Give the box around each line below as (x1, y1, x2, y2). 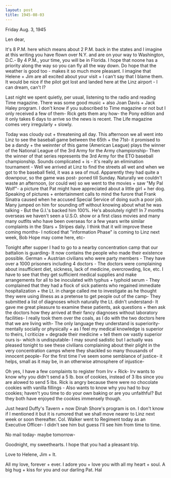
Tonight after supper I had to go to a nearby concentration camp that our (5, 244, 158, 251)
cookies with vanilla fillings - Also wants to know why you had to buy (5, 384, 150, 391)
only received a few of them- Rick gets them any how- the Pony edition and (5, 110, 164, 117)
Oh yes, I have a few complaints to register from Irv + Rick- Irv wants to (5, 368, 155, 374)
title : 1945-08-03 (5, 12, 44, 17)
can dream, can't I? (5, 84, 46, 90)
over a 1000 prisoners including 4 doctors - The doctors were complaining (5, 260, 162, 266)
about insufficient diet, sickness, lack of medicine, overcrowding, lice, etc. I (5, 266, 163, 272)
